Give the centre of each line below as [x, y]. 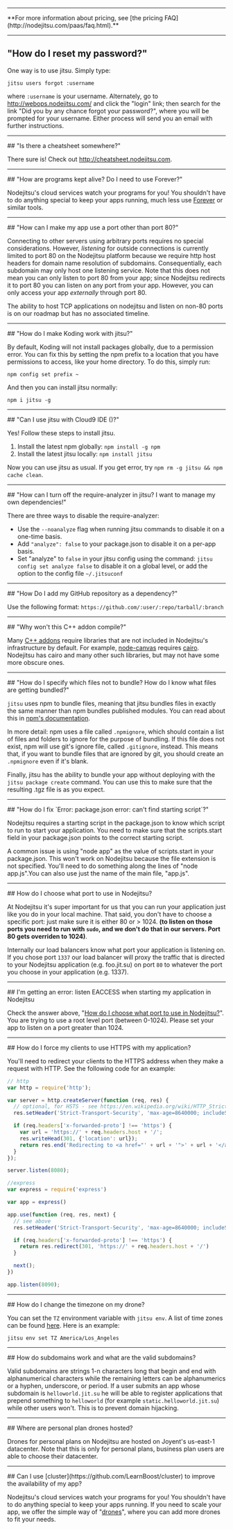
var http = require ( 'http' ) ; [49, 1088]
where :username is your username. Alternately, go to [83, 96]
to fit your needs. [32, 1519]
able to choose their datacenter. [53, 1456]
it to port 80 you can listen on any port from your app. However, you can [110, 285]
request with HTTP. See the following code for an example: [91, 1068]
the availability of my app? [44, 1483]
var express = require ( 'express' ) [57, 1190]
